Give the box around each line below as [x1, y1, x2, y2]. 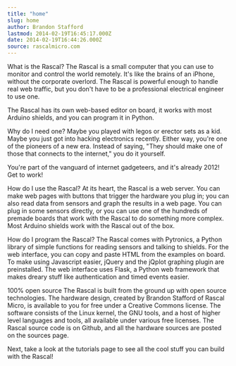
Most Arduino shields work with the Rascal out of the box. [7, 222, 175, 229]
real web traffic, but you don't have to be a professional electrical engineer [7, 85, 224, 93]
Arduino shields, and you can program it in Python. [7, 113, 155, 122]
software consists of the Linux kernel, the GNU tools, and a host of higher [7, 309, 221, 317]
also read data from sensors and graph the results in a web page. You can [7, 199, 222, 208]
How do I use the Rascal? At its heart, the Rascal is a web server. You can [7, 184, 221, 192]
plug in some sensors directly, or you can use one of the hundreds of [7, 207, 208, 215]
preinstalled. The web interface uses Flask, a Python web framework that [7, 265, 220, 273]
